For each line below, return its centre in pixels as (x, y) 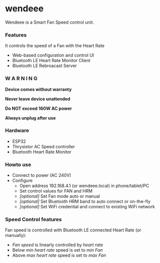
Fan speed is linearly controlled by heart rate (57, 245)
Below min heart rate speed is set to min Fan (57, 250)
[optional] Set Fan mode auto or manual (60, 196)
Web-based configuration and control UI (53, 55)
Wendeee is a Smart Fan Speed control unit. (50, 22)
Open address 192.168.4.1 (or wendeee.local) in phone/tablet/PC (84, 186)
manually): (16, 235)
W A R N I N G (21, 78)
